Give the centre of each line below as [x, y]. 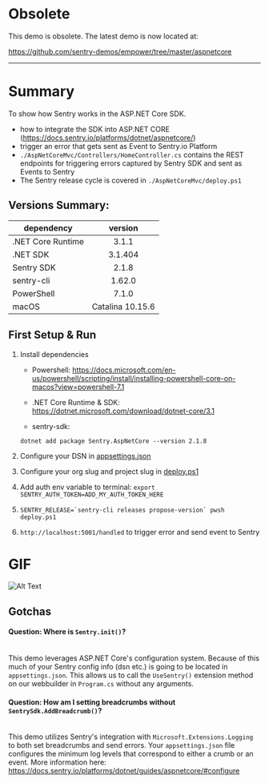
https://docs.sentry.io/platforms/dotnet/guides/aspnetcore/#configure [124, 771]
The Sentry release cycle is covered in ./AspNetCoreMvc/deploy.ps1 [130, 180]
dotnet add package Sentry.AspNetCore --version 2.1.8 [113, 441]
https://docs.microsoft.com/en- [124, 370]
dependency [48, 227]
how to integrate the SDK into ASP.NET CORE [95, 129]
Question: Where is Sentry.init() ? [67, 632]
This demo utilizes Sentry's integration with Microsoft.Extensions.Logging [131, 737]
